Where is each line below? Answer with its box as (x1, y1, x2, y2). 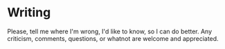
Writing (7, 5, 51, 20)
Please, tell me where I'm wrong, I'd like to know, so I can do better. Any (7, 27, 213, 35)
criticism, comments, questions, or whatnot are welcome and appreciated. (7, 34, 219, 42)
